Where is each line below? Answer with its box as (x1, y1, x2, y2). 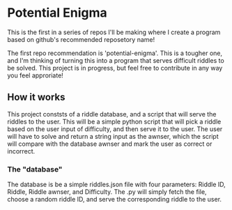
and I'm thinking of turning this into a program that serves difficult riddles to (7, 56, 224, 64)
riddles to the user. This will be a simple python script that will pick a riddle (7, 117, 222, 126)
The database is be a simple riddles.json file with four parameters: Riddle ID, (7, 180, 226, 189)
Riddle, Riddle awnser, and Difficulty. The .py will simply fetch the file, (7, 188, 207, 196)
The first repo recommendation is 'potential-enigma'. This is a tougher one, (7, 49, 223, 57)
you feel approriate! (7, 71, 64, 80)
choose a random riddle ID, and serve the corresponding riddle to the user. (7, 195, 222, 204)
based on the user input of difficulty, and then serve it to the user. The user (7, 124, 223, 133)
